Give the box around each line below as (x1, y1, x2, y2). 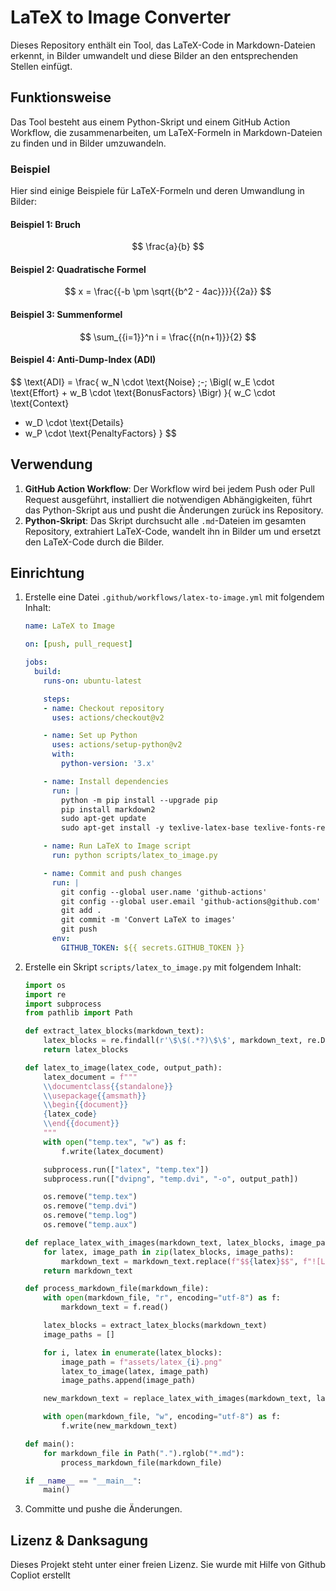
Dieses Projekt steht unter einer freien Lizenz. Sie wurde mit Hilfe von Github (10, 1559, 327, 1571)
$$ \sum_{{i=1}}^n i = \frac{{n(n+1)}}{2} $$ (79, 331, 257, 343)
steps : (43, 694, 71, 704)
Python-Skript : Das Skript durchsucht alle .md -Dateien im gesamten (24, 514, 307, 526)
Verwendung (10, 456, 93, 473)
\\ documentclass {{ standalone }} (43, 1081, 174, 1091)
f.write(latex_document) (61, 1146, 165, 1156)
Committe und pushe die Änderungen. (24, 1503, 183, 1515)
